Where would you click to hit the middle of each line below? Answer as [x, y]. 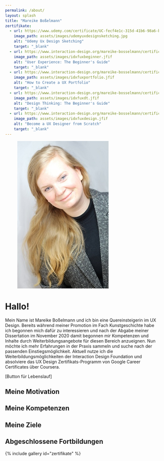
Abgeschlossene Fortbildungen [54, 442]
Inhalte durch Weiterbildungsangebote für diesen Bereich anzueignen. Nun [80, 341]
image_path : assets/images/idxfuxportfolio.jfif [64, 78]
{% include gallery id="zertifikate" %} [43, 453]
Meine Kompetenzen [37, 408]
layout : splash [20, 15]
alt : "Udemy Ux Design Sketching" [49, 42]
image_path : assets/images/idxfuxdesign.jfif [61, 119]
